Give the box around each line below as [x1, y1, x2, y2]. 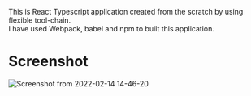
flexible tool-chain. [8, 15, 71, 25]
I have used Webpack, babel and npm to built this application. [8, 24, 215, 33]
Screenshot [8, 52, 89, 71]
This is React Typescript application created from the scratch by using [8, 7, 244, 16]
